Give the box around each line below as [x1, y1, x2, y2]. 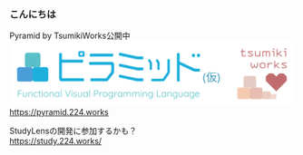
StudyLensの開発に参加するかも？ [9, 125, 138, 136]
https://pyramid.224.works [9, 106, 109, 117]
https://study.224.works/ [9, 135, 103, 146]
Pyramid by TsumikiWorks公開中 [9, 30, 131, 42]
